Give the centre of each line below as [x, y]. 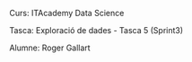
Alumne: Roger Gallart [50, 48]
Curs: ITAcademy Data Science [67, 13]
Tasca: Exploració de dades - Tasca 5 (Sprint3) [96, 30]
